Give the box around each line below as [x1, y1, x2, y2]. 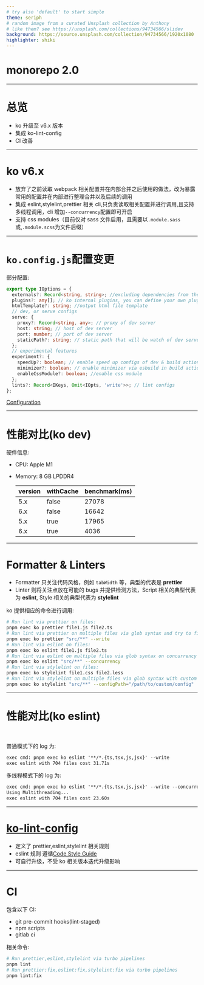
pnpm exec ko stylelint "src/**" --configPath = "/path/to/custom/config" [6, 681, 194, 687]
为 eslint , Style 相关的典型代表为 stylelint [15, 594, 119, 601]
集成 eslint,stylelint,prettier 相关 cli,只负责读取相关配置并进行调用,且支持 [15, 200, 194, 207]
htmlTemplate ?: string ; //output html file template [12, 303, 148, 309]
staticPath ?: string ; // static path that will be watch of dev [17, 337, 183, 343]
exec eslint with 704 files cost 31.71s [6, 760, 110, 766]
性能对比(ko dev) [6, 427, 92, 441]
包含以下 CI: [6, 905, 36, 913]
